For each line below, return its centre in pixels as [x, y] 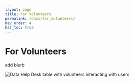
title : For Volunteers [28, 14]
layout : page [18, 9]
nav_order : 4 [18, 23]
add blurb [15, 65]
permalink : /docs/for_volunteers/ [40, 18]
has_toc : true [20, 28]
